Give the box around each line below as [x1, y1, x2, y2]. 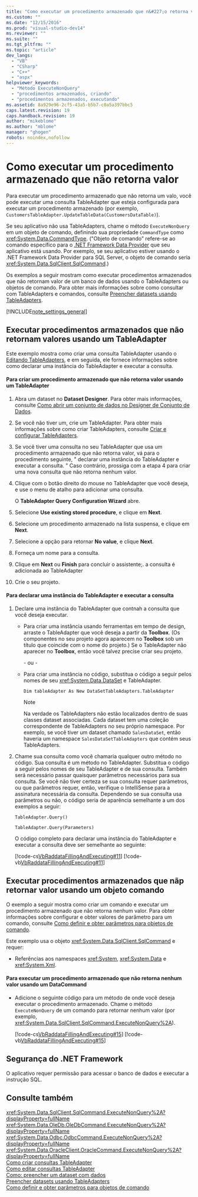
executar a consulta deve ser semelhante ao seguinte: [14, 841, 146, 848]
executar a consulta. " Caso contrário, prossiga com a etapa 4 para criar [14, 462, 190, 469]
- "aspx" [11, 74, 33, 80]
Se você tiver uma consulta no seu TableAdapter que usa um [14, 443, 163, 450]
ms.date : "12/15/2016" [6, 19, 62, 25]
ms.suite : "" [6, 36, 38, 42]
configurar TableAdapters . [14, 432, 78, 439]
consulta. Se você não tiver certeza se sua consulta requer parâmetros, [14, 778, 189, 785]
